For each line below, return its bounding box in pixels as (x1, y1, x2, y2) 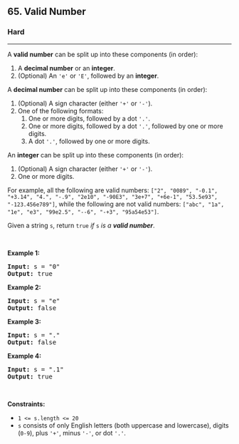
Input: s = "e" (7, 296, 60, 305)
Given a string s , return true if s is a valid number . (7, 221, 155, 229)
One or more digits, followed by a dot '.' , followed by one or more (28, 121, 223, 130)
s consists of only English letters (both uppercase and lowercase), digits (17, 420, 229, 430)
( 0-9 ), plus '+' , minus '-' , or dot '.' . (17, 428, 127, 437)
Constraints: (7, 399, 46, 408)
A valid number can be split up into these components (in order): (7, 50, 198, 58)
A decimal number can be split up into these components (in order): (7, 85, 208, 93)
